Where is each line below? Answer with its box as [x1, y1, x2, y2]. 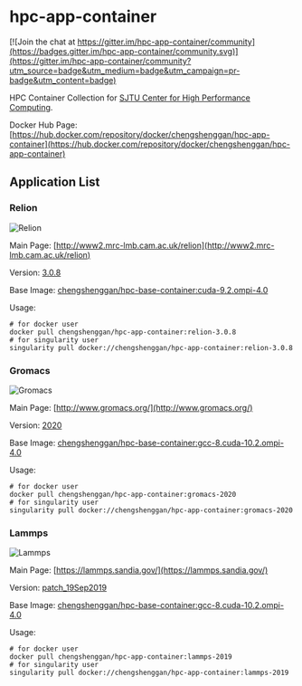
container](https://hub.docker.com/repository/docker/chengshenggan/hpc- [9, 138, 291, 149]
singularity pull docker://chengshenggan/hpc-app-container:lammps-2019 [9, 668, 289, 678]
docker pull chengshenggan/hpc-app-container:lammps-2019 [9, 653, 232, 662]
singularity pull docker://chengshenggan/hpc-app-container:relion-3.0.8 [9, 343, 294, 352]
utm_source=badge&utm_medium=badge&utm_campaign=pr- [9, 65, 241, 76]
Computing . [9, 101, 53, 112]
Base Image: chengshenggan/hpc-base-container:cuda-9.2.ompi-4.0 [9, 284, 269, 295]
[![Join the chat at [9, 36, 76, 47]
